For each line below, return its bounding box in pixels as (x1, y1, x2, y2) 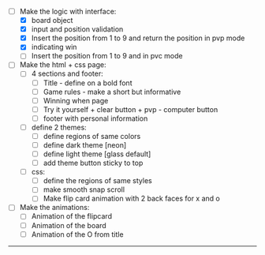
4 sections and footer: (31, 69, 104, 78)
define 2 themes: (31, 122, 87, 132)
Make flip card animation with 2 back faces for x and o (43, 193, 221, 204)
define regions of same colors (43, 131, 141, 141)
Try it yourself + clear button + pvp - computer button (43, 104, 218, 114)
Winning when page (43, 96, 109, 105)
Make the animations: (19, 203, 90, 212)
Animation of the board (31, 220, 106, 230)
